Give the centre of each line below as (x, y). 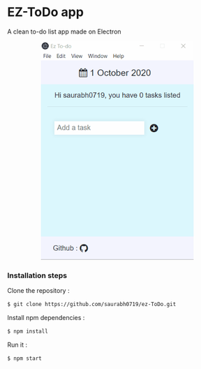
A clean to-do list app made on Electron (64, 31)
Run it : (17, 345)
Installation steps (37, 275)
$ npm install (28, 332)
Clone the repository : (38, 291)
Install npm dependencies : (46, 318)
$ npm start (24, 358)
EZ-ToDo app (45, 12)
